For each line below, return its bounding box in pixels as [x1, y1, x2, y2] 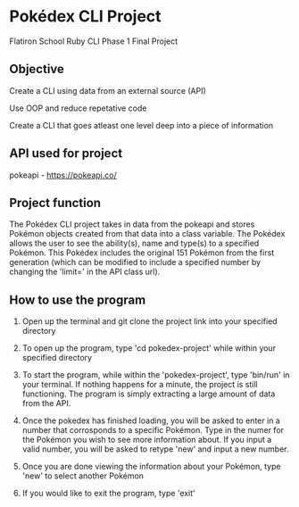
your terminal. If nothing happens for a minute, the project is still [21, 379, 258, 390]
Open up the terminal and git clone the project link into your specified [21, 316, 278, 327]
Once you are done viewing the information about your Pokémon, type [21, 461, 281, 472]
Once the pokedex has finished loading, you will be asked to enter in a [21, 415, 281, 426]
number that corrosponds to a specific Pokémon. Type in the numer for [21, 425, 284, 436]
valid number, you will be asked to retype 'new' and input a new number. [21, 444, 289, 454]
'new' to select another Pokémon [21, 470, 145, 481]
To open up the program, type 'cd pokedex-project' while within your [21, 343, 277, 353]
